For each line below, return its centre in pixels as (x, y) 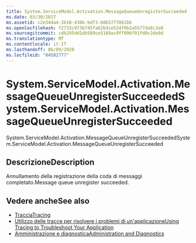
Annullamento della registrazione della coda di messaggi (74, 176)
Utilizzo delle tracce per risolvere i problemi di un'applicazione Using (97, 221)
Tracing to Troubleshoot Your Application (64, 227)
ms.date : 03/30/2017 (31, 17)
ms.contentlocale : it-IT (36, 45)
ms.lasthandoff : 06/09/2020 (40, 50)
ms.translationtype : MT (35, 39)
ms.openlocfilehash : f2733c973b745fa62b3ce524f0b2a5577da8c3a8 (85, 28)
